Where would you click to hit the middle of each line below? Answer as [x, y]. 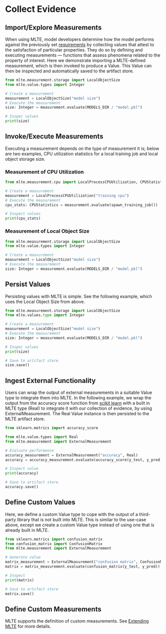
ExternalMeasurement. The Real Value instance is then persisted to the [77, 414]
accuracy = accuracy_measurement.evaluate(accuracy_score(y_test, [75, 460]
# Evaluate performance [30, 450]
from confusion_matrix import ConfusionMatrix [54, 544]
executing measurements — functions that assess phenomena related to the [83, 55]
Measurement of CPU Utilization [44, 172]
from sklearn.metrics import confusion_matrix [54, 539]
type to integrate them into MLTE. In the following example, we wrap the [78, 398]
